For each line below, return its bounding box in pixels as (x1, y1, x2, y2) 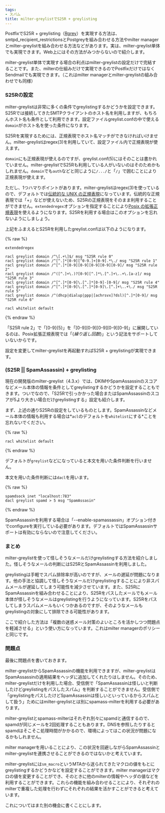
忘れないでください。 (5, 419, 48, 425)
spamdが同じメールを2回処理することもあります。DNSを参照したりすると (5, 721, 156, 727)
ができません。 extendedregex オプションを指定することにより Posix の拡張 (5, 203, 154, 209)
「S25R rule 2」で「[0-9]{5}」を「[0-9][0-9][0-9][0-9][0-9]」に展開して (5, 324, 154, 331)
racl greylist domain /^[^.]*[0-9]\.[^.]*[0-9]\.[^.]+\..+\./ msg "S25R (5, 284, 158, 289)
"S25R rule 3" (5, 275, 34, 280)
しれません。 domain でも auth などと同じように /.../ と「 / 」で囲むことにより (5, 168, 157, 174)
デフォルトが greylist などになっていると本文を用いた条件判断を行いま (5, 458, 148, 464)
